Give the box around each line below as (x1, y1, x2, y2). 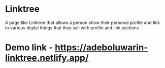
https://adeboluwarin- (55, 42, 148, 53)
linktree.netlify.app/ (5, 52, 89, 64)
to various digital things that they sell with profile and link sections (5, 24, 139, 30)
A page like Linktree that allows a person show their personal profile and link (5, 20, 160, 25)
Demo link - (5, 42, 53, 53)
